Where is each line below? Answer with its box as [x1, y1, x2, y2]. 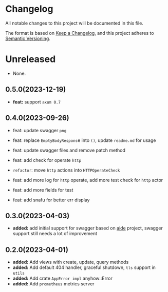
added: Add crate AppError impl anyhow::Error [12, 275, 113, 282]
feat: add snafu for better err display [12, 197, 90, 203]
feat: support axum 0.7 [12, 98, 61, 105]
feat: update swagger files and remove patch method [12, 147, 126, 153]
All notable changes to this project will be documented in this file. [5, 20, 144, 26]
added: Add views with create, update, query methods [12, 259, 129, 265]
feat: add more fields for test [12, 186, 73, 193]
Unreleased [5, 53, 56, 65]
